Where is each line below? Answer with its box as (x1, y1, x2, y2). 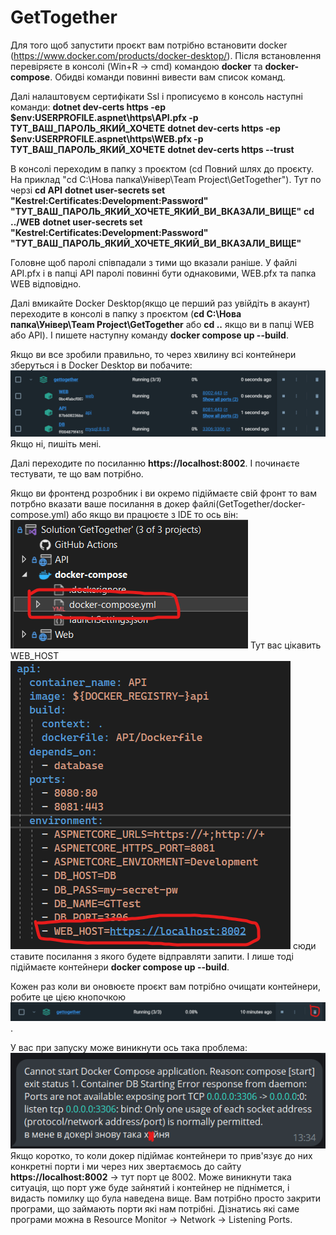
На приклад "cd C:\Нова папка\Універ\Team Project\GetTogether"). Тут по (10, 173, 322, 185)
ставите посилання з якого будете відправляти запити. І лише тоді (10, 951, 294, 963)
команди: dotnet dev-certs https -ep (10, 101, 166, 113)
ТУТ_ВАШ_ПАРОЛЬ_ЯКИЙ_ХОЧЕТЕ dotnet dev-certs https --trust (10, 143, 295, 155)
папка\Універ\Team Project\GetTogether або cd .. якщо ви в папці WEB (10, 318, 315, 330)
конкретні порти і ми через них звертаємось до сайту (10, 1160, 242, 1172)
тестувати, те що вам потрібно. (10, 468, 144, 480)
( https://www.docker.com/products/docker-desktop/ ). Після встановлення (10, 49, 322, 61)
